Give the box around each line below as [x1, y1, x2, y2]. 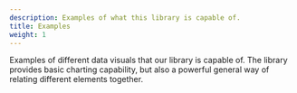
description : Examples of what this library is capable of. [9, 13, 242, 23]
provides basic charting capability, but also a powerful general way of [9, 64, 270, 75]
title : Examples [9, 22, 71, 31]
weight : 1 [9, 30, 47, 39]
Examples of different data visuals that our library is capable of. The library [9, 55, 288, 66]
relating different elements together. [9, 74, 143, 85]
